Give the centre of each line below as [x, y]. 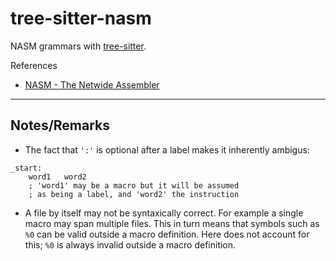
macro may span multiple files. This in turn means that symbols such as [172, 223]
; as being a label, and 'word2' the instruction [134, 194]
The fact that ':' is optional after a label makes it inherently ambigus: [167, 149]
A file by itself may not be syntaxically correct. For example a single [164, 213]
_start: [26, 168]
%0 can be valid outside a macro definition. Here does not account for [167, 234]
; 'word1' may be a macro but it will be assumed [134, 185]
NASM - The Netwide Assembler [92, 84]
